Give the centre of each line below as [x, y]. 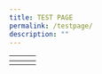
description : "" [39, 34]
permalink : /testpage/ [51, 26]
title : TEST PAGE [41, 17]
